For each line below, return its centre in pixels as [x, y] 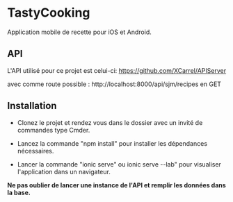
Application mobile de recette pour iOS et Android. [79, 32]
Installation [32, 106]
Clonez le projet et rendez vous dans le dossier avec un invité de [110, 122]
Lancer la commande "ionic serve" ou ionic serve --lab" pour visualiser [119, 164]
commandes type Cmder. [54, 130]
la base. [19, 192]
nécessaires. [35, 151]
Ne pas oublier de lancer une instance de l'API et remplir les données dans [116, 185]
